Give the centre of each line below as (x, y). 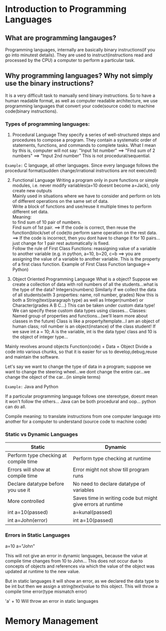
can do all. (16, 407)
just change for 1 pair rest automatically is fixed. (61, 243)
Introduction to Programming (66, 9)
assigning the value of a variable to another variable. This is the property (86, 259)
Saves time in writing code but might (115, 498)
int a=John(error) (28, 520)
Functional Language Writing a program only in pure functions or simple (85, 180)
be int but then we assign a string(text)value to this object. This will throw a (82, 586)
